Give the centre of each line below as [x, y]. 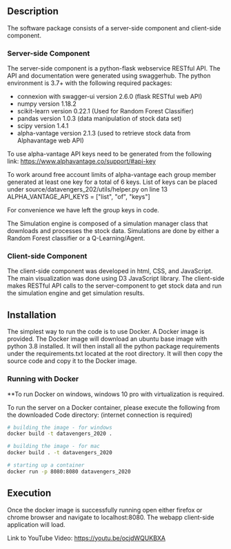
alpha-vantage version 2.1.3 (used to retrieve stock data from [104, 133]
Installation [32, 315]
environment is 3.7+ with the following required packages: [90, 83]
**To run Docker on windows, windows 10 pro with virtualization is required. [116, 394]
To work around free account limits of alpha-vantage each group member [112, 175]
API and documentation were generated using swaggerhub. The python [109, 76]
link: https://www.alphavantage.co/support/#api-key [82, 161]
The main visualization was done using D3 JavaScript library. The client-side [116, 279]
